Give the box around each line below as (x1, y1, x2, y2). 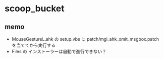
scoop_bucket (4, 3, 65, 14)
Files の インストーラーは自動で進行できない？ (11, 49, 107, 54)
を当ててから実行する (11, 42, 55, 48)
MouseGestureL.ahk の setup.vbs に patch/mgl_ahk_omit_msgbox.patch (11, 36, 159, 42)
